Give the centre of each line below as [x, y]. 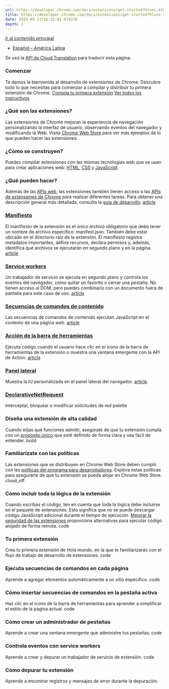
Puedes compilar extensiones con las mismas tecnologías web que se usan [83, 162]
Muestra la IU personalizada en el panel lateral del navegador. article [76, 381]
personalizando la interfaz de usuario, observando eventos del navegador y [83, 127]
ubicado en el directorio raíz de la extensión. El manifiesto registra [74, 237]
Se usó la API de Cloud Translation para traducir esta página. [68, 58]
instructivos [17, 98]
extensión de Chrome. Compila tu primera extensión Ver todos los [73, 93]
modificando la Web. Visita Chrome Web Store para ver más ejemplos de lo [83, 133]
